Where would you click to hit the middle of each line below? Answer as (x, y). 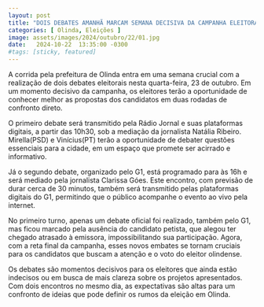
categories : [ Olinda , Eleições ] (65, 30)
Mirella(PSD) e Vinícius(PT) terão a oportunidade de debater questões (121, 140)
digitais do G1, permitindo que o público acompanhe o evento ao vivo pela (128, 197)
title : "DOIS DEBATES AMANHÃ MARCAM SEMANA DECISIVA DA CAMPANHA (117, 23)
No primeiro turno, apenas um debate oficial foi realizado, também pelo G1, (130, 220)
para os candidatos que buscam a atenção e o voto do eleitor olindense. (125, 254)
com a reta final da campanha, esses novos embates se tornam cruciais (125, 246)
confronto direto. (35, 108)
